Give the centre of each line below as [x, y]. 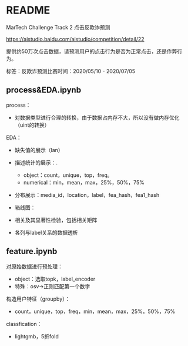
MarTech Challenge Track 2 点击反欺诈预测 [58, 27]
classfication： [24, 324]
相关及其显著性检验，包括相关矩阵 [56, 220]
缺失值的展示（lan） [39, 150]
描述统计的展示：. [36, 162]
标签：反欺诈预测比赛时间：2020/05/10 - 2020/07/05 [71, 71]
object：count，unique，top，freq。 [68, 175]
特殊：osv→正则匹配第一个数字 [52, 286]
